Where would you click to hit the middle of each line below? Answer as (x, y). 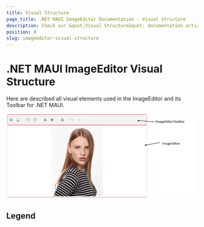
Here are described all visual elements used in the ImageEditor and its (93, 99)
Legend (21, 216)
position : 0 (21, 32)
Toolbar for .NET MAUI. (36, 105)
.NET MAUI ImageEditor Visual (84, 69)
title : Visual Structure (38, 13)
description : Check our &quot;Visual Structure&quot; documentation (95, 25)
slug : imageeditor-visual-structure (53, 38)
